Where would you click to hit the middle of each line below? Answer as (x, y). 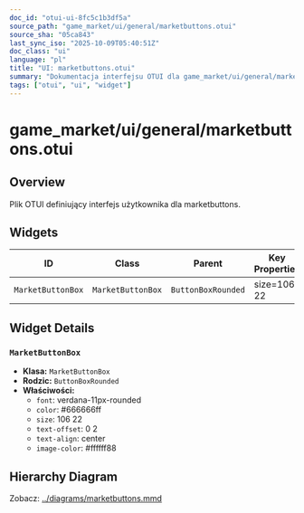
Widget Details (52, 328)
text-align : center (71, 439)
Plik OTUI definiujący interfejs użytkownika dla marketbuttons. (125, 204)
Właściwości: (48, 391)
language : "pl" (38, 60)
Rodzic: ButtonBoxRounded (71, 381)
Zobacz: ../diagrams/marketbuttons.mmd (86, 498)
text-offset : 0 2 (66, 429)
